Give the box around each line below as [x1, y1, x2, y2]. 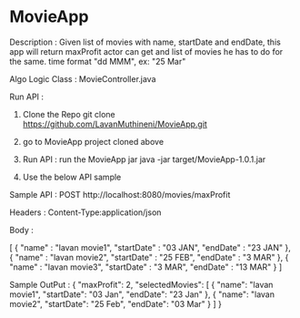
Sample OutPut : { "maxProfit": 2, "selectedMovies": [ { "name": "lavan [9, 279, 274, 290]
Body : [9, 224, 35, 235]
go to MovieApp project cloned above [22, 136, 165, 147]
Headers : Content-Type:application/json [9, 207, 162, 218]
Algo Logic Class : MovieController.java [9, 73, 156, 84]
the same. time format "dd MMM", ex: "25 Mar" [9, 56, 186, 67]
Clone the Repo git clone [22, 108, 115, 119]
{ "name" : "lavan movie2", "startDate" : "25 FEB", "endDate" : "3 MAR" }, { [9, 251, 289, 262]
